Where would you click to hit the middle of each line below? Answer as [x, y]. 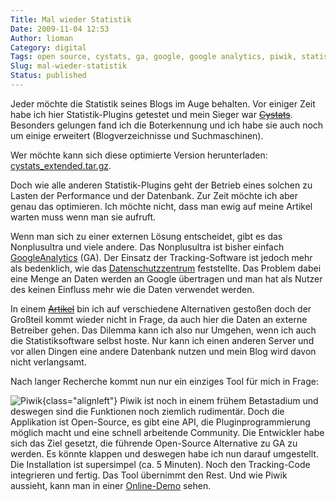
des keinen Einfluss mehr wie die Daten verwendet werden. [132, 289]
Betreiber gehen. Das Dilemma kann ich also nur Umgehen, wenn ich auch [163, 330]
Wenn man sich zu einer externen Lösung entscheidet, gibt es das [146, 236]
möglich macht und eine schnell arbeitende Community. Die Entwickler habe [167, 432]
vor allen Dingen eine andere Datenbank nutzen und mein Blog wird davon [163, 351]
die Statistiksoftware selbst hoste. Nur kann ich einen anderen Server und [162, 340]
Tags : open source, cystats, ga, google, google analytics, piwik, [154, 57]
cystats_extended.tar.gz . [61, 165]
